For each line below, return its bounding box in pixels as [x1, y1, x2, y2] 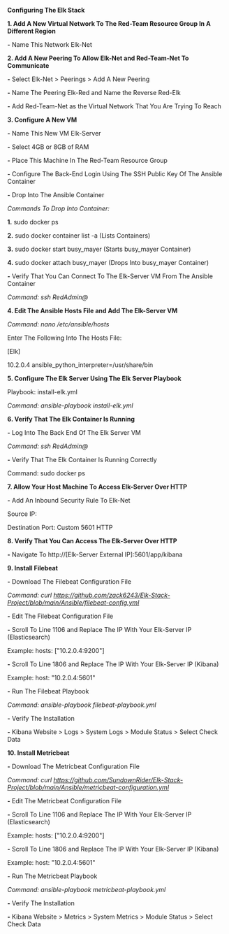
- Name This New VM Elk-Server [7, 129, 101, 137]
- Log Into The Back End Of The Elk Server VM [7, 429, 141, 436]
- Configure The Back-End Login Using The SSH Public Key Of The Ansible [7, 170, 223, 178]
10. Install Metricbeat [7, 749, 70, 757]
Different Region [7, 27, 56, 35]
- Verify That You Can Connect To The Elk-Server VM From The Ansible [7, 272, 213, 280]
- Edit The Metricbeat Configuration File [7, 797, 122, 805]
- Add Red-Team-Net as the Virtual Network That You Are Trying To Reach [7, 102, 221, 110]
